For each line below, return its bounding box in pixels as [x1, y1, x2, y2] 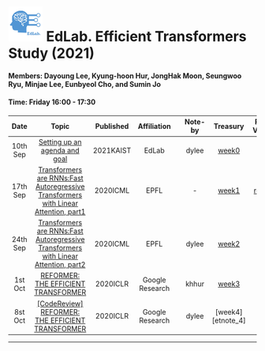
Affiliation [137, 121, 171, 130]
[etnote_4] [211, 315, 246, 325]
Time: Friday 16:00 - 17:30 [8, 97, 96, 107]
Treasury [213, 121, 244, 130]
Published [95, 121, 129, 130]
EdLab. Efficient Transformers [46, 28, 247, 46]
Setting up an [38, 137, 82, 146]
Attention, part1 [34, 206, 86, 216]
